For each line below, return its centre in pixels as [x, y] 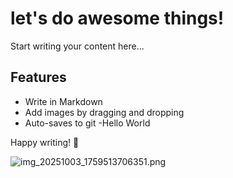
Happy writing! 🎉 [45, 142]
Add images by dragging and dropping [104, 112]
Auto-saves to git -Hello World [87, 123]
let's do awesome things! [117, 18]
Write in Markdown [63, 101]
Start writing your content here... [77, 46]
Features [38, 77]
